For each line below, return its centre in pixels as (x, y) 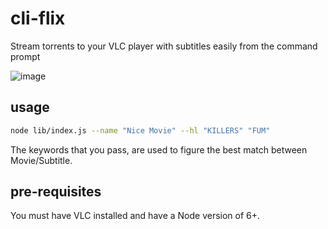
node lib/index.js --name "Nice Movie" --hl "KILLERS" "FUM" (140, 130)
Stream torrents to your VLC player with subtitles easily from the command (164, 46)
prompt (25, 56)
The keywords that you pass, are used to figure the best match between (159, 149)
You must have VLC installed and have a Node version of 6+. (135, 216)
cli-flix (38, 18)
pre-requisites (56, 192)
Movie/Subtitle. (41, 160)
